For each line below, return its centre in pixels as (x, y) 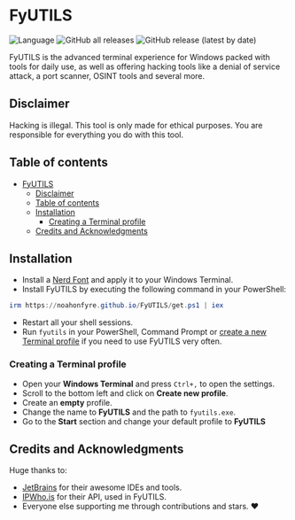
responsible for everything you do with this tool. (97, 135)
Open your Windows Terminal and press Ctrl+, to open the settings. (148, 384)
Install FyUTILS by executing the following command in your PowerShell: (154, 290)
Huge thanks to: (39, 470)
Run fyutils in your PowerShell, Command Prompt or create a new (144, 332)
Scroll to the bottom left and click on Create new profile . (125, 393)
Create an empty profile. (67, 402)
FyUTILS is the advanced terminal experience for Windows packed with (140, 57)
